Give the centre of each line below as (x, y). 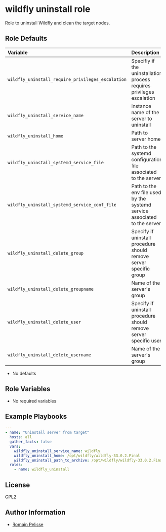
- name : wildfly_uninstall (42, 469)
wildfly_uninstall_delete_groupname (51, 289)
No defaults (24, 373)
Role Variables (28, 389)
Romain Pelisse (28, 524)
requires (141, 85)
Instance (141, 106)
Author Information (35, 512)
